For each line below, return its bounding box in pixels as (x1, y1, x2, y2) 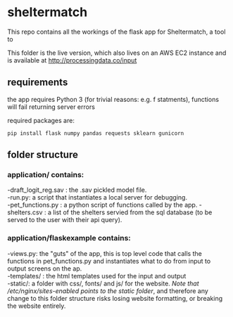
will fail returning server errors (7, 103, 95, 111)
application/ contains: (7, 170, 84, 180)
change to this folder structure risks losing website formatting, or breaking (7, 294, 223, 302)
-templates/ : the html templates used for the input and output (7, 271, 187, 280)
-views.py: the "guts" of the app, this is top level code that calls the (7, 249, 202, 257)
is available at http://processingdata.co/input (7, 56, 137, 64)
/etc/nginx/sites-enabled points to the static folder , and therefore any (7, 286, 209, 295)
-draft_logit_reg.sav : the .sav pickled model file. (7, 186, 147, 194)
